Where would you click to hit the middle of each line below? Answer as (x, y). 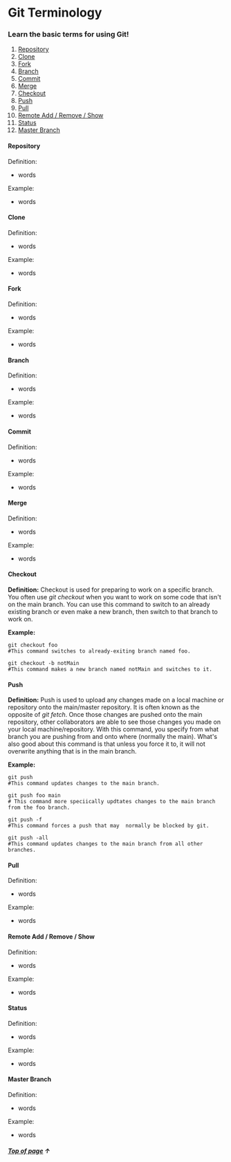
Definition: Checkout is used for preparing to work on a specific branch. (111, 590)
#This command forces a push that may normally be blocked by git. (109, 826)
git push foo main (34, 796)
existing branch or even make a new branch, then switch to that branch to (113, 611)
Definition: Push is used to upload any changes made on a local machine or (116, 700)
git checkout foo (33, 645)
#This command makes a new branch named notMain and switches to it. (110, 669)
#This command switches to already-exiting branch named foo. (99, 651)
